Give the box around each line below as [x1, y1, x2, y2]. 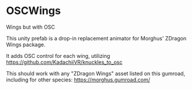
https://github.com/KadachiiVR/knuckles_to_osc [6, 59, 123, 66]
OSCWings [6, 4, 61, 18]
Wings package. [6, 41, 46, 48]
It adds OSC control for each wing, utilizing [6, 52, 111, 59]
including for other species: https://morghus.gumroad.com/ [6, 76, 150, 83]
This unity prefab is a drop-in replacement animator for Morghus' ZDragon [6, 35, 187, 42]
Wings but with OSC [6, 23, 55, 30]
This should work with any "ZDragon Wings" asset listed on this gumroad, [6, 70, 186, 77]
